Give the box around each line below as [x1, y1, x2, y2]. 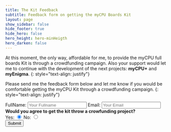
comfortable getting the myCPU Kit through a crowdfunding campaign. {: [5, 86, 159, 92]
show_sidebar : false [5, 21, 50, 27]
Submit [8, 120, 21, 126]
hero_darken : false [5, 41, 47, 46]
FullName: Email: [5, 101, 101, 108]
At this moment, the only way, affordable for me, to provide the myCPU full [5, 55, 162, 61]
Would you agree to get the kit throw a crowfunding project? [5, 108, 136, 114]
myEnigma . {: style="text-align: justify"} [5, 71, 90, 77]
